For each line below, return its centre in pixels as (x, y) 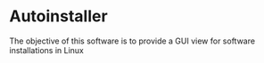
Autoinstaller (59, 16)
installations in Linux (47, 50)
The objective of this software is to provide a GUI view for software (132, 41)
